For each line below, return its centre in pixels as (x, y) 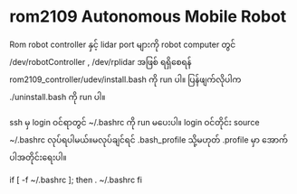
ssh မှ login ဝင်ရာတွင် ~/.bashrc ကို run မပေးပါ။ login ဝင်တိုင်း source (134, 122)
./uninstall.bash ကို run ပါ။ (57, 97)
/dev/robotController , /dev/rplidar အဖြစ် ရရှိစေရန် (101, 61)
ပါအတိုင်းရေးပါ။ (38, 157)
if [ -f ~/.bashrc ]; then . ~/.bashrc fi (76, 180)
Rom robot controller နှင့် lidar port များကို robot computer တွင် (123, 44)
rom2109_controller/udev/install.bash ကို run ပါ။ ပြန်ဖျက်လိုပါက (125, 79)
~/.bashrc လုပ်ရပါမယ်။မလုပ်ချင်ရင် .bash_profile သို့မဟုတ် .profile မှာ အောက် (148, 139)
